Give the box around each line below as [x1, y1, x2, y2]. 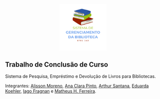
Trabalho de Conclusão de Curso [5, 60, 109, 68]
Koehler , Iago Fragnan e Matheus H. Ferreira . [5, 88, 96, 94]
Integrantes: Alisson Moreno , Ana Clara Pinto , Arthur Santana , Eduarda [5, 83, 149, 89]
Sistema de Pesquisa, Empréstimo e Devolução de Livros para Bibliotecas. [5, 73, 157, 79]
